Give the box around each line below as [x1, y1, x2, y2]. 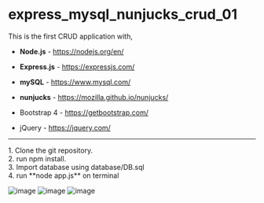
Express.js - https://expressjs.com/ [19, 61, 135, 72]
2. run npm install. [8, 153, 67, 163]
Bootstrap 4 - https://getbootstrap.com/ [19, 108, 149, 117]
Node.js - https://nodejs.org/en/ [19, 46, 124, 56]
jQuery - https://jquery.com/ [19, 123, 112, 132]
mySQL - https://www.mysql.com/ [19, 77, 131, 87]
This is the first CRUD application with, [8, 31, 134, 41]
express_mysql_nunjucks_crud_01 [8, 6, 238, 24]
